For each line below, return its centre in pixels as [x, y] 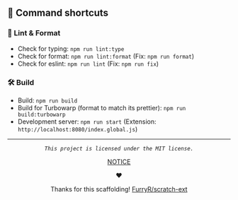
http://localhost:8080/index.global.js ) [78, 129]
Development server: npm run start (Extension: [87, 122]
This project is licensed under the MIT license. [119, 148]
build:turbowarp [41, 114]
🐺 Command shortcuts [58, 13]
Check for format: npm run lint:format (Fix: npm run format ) [106, 56]
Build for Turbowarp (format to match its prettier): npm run [102, 107]
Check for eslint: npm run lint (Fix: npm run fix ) [88, 64]
